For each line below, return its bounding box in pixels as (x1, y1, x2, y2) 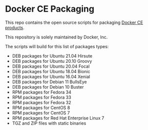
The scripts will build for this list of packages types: (5, 43, 109, 49)
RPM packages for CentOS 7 (12, 110, 70, 115)
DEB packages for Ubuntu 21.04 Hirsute (12, 53, 93, 59)
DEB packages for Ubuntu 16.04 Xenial (12, 74, 90, 79)
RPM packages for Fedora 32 (12, 99, 71, 105)
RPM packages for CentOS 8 (12, 105, 70, 111)
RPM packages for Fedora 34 (12, 89, 72, 95)
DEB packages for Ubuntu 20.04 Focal (12, 63, 90, 69)
